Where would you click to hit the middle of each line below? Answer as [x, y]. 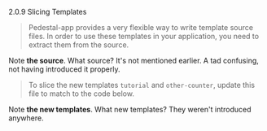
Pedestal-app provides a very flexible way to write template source [141, 27]
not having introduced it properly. [64, 69]
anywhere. [26, 118]
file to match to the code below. [81, 94]
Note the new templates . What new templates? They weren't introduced [130, 109]
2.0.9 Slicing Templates [48, 12]
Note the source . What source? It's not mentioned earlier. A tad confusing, [133, 61]
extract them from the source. [79, 45]
